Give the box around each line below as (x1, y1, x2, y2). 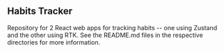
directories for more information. (7, 38, 101, 47)
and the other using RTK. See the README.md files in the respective (7, 31, 203, 39)
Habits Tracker (7, 5, 73, 17)
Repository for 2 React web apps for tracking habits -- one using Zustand (7, 23, 218, 31)
